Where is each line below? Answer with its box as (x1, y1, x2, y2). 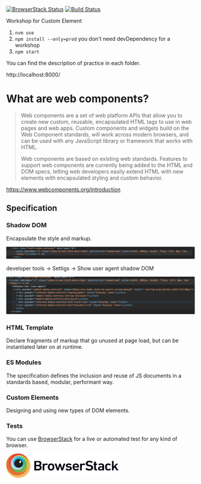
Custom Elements (6, 393, 59, 401)
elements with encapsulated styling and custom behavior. (20, 174, 163, 181)
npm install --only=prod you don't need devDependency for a (14, 35, 170, 42)
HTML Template (6, 323, 54, 331)
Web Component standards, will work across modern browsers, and (20, 130, 189, 138)
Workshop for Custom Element (6, 17, 82, 24)
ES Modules (6, 358, 42, 367)
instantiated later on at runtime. (6, 343, 84, 351)
